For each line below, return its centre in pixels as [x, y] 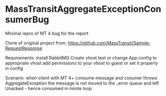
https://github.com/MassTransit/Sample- [109, 43]
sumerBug [27, 20]
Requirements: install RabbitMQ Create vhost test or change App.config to [81, 57]
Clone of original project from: [36, 43]
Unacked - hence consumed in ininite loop [48, 88]
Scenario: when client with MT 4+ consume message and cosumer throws [81, 78]
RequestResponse [24, 48]
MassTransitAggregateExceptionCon [83, 9]
